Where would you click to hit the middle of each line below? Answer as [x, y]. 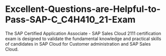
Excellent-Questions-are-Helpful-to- [83, 9]
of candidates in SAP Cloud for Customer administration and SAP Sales [78, 44]
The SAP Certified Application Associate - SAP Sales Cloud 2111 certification [83, 33]
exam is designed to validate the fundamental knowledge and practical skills [83, 39]
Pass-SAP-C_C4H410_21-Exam [70, 20]
